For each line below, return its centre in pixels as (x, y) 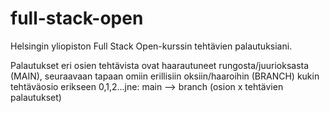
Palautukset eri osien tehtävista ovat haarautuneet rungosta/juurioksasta (160, 65)
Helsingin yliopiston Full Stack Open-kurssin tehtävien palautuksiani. (151, 46)
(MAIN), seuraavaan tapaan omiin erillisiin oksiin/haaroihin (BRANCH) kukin (165, 76)
